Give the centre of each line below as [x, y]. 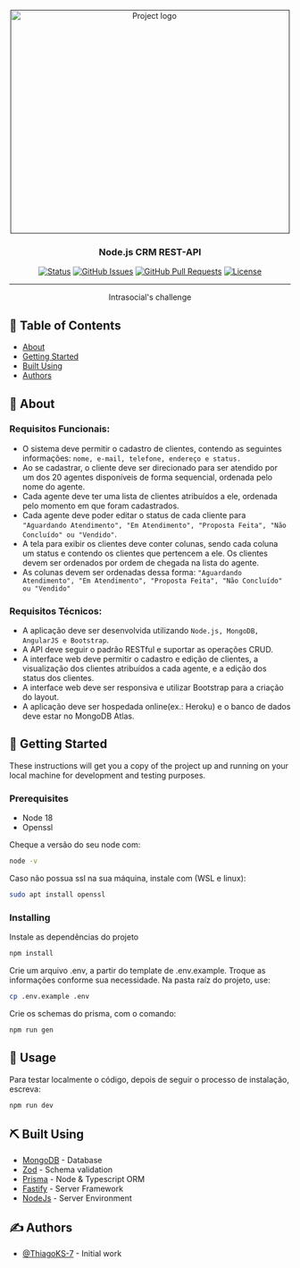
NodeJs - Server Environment [77, 1198]
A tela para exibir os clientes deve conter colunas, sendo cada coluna [150, 543]
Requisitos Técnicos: [56, 611]
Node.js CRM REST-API [150, 251]
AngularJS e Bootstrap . [66, 640]
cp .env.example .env [50, 997]
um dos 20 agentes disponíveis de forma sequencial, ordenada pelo [147, 477]
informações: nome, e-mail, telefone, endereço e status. [131, 458]
